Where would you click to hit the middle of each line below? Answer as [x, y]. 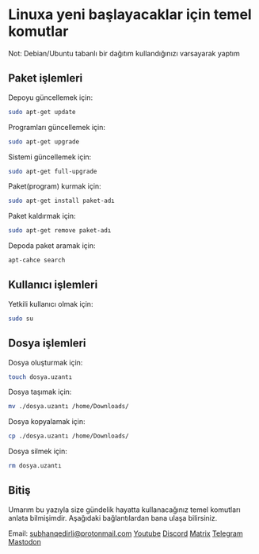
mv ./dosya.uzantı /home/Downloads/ [69, 407]
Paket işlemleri [46, 78]
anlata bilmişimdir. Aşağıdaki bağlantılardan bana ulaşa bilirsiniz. [113, 518]
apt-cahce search [37, 260]
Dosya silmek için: [38, 451]
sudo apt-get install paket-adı [61, 201]
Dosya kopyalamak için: [47, 422]
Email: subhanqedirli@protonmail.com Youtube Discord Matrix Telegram [126, 533]
